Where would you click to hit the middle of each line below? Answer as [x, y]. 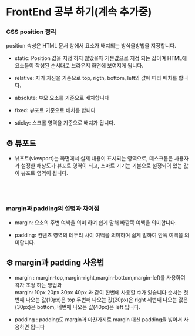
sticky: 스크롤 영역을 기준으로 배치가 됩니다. [65, 123]
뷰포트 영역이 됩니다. [45, 173]
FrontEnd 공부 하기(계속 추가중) [79, 12]
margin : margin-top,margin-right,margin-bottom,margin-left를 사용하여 [100, 278]
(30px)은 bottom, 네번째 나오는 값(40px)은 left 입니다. [78, 307]
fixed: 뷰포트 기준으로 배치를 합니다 [55, 110]
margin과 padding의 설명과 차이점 [53, 209]
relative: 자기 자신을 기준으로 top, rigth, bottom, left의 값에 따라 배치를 [96, 78]
